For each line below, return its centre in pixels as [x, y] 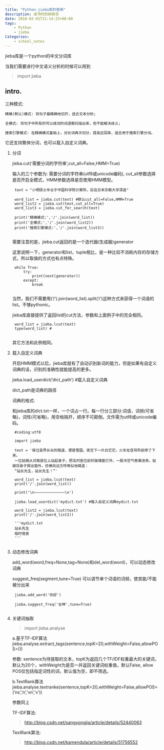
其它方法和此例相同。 [33, 342]
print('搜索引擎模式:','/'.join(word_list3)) [59, 228]
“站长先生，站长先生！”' [36, 471]
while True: [27, 267]
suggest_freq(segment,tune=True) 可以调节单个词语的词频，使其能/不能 [84, 579]
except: [31, 280]
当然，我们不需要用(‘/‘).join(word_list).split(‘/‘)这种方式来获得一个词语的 [83, 298]
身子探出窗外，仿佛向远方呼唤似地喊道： [54, 466]
